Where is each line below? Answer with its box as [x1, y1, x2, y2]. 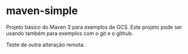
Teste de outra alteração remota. [6, 41, 85, 48]
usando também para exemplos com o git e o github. [6, 29, 134, 36]
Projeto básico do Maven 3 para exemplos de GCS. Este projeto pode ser [6, 23, 183, 31]
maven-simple [6, 4, 78, 18]
